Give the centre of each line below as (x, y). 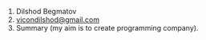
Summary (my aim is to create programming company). (107, 28)
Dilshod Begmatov (46, 11)
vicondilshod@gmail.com (58, 20)
